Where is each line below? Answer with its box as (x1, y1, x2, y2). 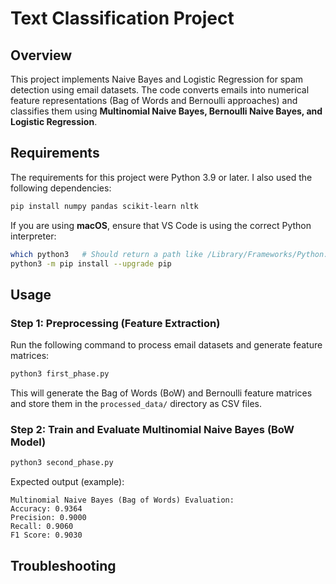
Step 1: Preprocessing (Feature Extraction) (10, 316, 221, 330)
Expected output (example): (10, 476, 125, 488)
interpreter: (10, 230, 57, 242)
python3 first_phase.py (10, 369, 110, 379)
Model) (10, 435, 47, 449)
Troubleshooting (10, 557, 117, 574)
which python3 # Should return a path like (10, 249, 203, 259)
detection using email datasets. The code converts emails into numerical (10, 84, 310, 96)
